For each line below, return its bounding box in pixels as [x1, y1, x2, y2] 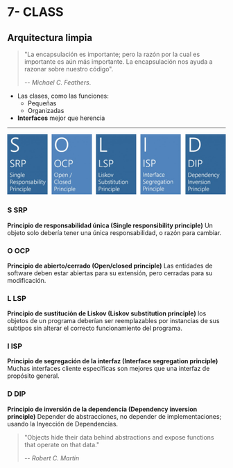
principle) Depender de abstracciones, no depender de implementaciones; [7, 412, 222, 420]
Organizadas [27, 107, 64, 114]
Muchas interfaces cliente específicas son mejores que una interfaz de [7, 365, 210, 373]
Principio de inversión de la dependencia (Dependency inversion [7, 405, 198, 413]
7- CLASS [7, 4, 64, 20]
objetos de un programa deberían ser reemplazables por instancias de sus [7, 317, 220, 325]
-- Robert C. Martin [24, 453, 80, 462]
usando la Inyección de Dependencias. [7, 419, 119, 428]
